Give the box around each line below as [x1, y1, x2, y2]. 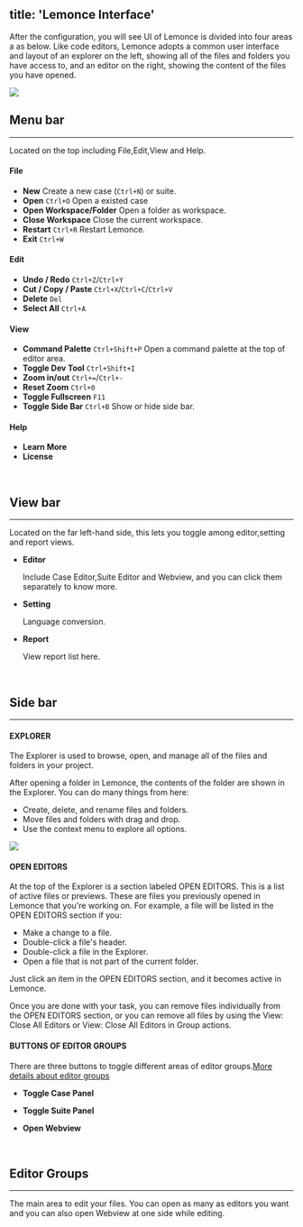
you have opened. [9, 69, 77, 80]
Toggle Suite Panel [22, 1104, 95, 1116]
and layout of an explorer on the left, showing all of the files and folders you [9, 50, 290, 61]
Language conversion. [22, 617, 106, 627]
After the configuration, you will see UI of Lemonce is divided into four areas [9, 31, 293, 41]
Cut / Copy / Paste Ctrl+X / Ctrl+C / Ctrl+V [22, 284, 173, 295]
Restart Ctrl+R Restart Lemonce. [22, 224, 146, 234]
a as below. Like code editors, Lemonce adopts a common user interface [9, 41, 280, 51]
